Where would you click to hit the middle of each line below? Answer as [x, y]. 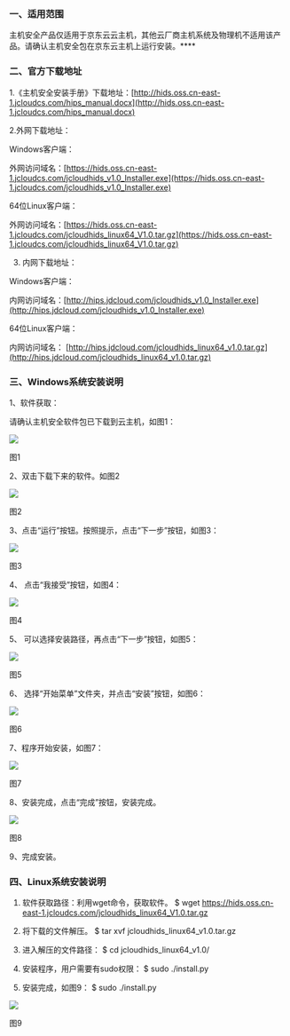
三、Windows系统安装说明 [67, 382]
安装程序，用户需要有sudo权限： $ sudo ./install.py [115, 969]
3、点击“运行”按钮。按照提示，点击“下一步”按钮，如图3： [114, 530]
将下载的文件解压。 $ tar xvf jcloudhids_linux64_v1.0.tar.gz [129, 931]
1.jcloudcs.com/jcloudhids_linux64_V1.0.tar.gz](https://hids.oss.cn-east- [141, 234]
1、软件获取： [34, 402]
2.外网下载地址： [40, 130]
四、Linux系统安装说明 [58, 882]
